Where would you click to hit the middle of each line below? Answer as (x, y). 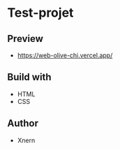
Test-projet (40, 13)
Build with (29, 77)
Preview (25, 39)
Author (23, 123)
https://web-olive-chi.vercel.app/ (65, 55)
